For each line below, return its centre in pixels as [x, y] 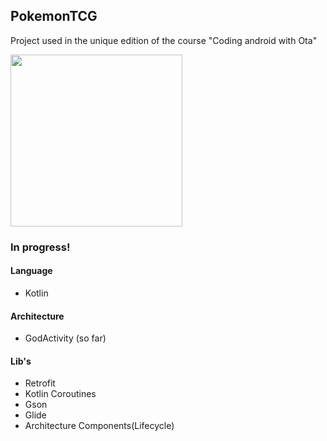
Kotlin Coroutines [60, 394]
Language [31, 271]
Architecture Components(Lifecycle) [99, 426]
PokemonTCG [54, 16]
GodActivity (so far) [65, 338]
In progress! [40, 247]
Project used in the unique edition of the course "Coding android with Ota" [164, 40]
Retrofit [40, 383]
